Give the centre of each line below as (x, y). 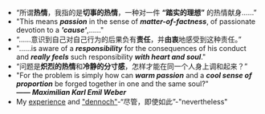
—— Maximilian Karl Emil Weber (71, 92)
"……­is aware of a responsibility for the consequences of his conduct (131, 48)
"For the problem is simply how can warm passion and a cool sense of (134, 75)
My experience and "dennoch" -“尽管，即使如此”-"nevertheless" (122, 102)
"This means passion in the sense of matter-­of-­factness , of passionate (135, 22)
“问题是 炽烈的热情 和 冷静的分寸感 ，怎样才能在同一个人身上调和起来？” (132, 66)
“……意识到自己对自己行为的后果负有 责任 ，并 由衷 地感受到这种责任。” (129, 39)
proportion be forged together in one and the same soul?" (112, 84)
